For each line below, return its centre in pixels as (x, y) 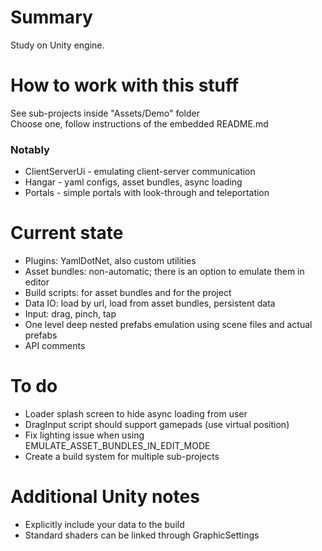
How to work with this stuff (125, 85)
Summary (51, 17)
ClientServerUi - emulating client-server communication (140, 172)
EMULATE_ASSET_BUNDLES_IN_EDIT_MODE (117, 446)
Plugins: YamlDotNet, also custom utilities (110, 261)
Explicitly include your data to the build (104, 524)
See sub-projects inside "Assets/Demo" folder (105, 113)
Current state (67, 233)
